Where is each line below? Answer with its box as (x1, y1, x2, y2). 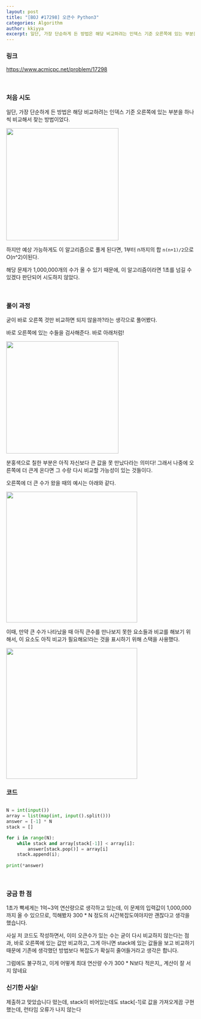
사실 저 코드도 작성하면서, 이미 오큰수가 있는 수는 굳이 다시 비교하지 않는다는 (6, 932, 184, 939)
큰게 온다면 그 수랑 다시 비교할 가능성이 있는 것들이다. (28, 467, 153, 474)
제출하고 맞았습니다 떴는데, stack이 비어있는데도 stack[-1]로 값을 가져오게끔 (6, 998, 184, 1005)
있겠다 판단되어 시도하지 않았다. (6, 273, 80, 281)
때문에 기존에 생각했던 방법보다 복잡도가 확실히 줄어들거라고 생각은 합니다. (6, 947, 179, 954)
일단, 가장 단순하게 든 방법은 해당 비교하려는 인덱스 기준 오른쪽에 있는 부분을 (6, 108, 184, 115)
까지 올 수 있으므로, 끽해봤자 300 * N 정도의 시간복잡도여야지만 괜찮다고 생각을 (6, 912, 190, 919)
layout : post (6, 8, 39, 15)
